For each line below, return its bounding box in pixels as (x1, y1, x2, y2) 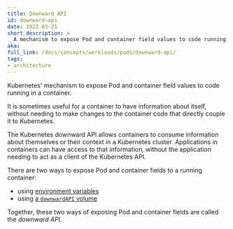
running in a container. (7, 88, 72, 97)
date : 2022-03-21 (7, 23, 58, 30)
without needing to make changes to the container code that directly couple (7, 109, 225, 118)
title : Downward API (7, 10, 68, 17)
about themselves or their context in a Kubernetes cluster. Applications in (7, 137, 218, 146)
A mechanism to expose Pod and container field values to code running (13, 36, 227, 43)
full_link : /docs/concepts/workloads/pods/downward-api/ (7, 49, 176, 56)
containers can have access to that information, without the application (7, 145, 211, 153)
